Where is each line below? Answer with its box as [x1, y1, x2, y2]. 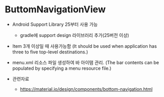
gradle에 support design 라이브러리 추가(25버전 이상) [20, 32, 130, 38]
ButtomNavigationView [5, 4, 106, 15]
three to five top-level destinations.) [12, 49, 88, 55]
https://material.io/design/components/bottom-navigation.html [20, 86, 153, 92]
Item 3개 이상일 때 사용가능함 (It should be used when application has [12, 43, 157, 49]
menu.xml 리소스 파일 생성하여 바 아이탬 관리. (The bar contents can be [12, 59, 159, 65]
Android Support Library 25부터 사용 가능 [12, 21, 98, 27]
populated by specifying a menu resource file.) [12, 65, 112, 71]
